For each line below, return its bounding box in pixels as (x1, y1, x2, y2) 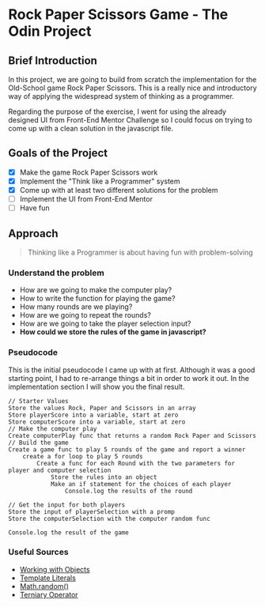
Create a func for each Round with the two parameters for (36, 459, 236, 467)
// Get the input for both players (8, 500, 126, 509)
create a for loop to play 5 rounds (22, 452, 144, 460)
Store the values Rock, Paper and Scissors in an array (8, 404, 196, 412)
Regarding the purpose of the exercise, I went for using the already (8, 107, 227, 116)
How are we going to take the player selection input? (19, 319, 191, 329)
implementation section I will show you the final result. (8, 382, 185, 391)
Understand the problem (8, 267, 104, 278)
